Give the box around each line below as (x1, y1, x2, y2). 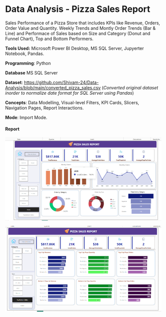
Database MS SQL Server (5, 69, 58, 75)
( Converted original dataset (101, 84, 159, 90)
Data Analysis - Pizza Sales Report (5, 3, 151, 15)
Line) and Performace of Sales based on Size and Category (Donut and (5, 30, 151, 36)
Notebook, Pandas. (5, 51, 45, 57)
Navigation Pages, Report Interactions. (5, 105, 84, 111)
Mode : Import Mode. (5, 114, 48, 120)
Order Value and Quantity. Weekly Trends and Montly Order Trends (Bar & (5, 25, 156, 31)
